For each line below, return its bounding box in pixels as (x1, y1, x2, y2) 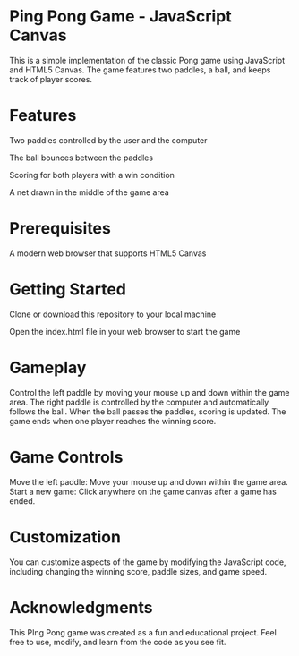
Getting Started (9, 279, 127, 299)
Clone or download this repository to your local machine (9, 309, 217, 319)
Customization (9, 526, 121, 547)
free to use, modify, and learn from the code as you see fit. (9, 636, 226, 647)
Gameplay (9, 357, 87, 378)
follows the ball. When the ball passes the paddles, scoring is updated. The (9, 405, 286, 417)
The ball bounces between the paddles (9, 152, 154, 163)
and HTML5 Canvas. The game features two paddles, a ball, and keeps (9, 64, 271, 75)
